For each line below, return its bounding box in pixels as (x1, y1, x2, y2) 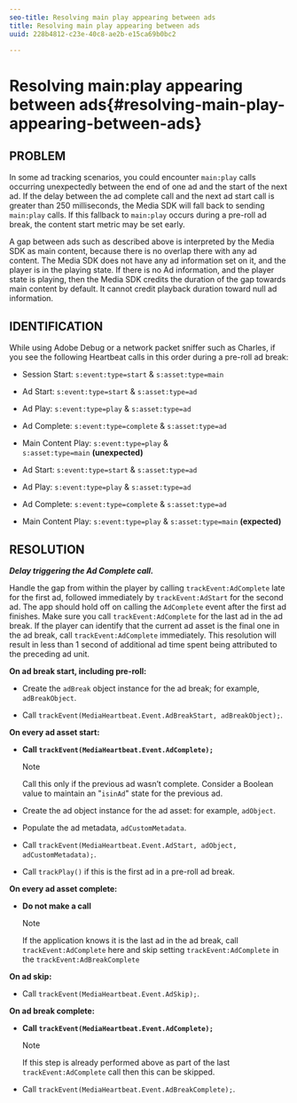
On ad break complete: (9, 1005, 95, 1016)
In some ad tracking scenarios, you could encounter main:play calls (9, 172, 256, 183)
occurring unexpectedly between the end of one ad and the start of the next (9, 181, 288, 192)
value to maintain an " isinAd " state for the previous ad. (21, 788, 223, 798)
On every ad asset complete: (9, 884, 118, 893)
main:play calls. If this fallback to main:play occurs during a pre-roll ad (9, 210, 268, 220)
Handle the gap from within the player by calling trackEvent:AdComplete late (9, 583, 285, 593)
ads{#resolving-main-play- (78, 94, 285, 115)
